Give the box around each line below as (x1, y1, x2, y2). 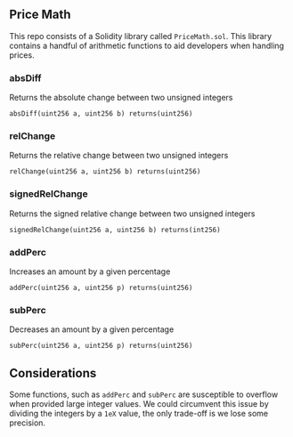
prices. (9, 49, 35, 61)
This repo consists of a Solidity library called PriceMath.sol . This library (9, 30, 273, 41)
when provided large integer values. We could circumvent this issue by (9, 399, 269, 409)
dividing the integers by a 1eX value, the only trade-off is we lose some (9, 409, 269, 419)
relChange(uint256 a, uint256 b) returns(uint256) (9, 167, 201, 176)
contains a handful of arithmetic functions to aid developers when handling (9, 40, 285, 51)
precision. (9, 417, 46, 428)
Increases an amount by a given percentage (9, 266, 171, 277)
